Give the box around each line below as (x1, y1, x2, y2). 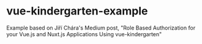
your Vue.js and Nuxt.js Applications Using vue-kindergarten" (6, 30, 162, 37)
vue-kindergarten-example (6, 4, 148, 18)
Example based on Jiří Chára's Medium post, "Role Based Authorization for (6, 24, 196, 31)
